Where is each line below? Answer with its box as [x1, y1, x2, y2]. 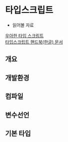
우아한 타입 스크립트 [5, 32, 44, 38]
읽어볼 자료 [12, 22, 34, 28]
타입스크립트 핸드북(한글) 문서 [5, 38, 63, 45]
